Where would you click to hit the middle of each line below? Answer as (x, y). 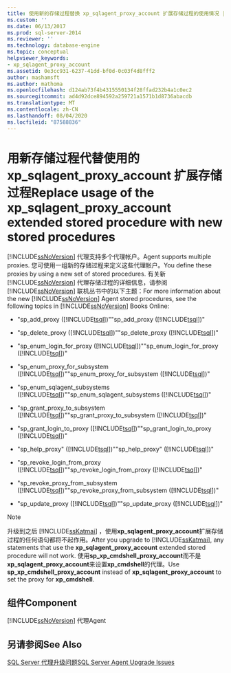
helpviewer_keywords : (38, 58)
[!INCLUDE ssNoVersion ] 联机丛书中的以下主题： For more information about (114, 291)
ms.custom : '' (27, 20)
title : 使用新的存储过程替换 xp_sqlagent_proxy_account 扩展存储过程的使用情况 (113, 13)
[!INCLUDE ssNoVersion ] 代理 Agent (57, 621)
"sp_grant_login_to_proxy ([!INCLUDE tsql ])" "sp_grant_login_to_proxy (114, 429)
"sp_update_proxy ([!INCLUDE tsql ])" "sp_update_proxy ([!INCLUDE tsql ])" (120, 504)
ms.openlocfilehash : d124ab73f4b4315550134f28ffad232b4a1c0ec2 (100, 90)
